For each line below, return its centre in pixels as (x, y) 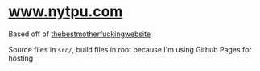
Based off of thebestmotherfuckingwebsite (80, 34)
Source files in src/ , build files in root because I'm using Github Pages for (130, 49)
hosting (21, 58)
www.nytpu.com (66, 12)
